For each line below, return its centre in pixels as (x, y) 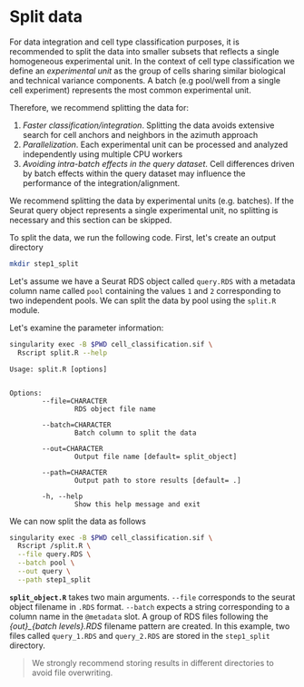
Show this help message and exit (137, 504)
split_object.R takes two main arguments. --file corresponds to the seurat (152, 597)
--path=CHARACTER (74, 472)
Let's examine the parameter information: (87, 328)
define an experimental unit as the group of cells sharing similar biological (147, 71)
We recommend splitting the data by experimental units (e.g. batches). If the (152, 201)
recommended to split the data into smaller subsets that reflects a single (144, 51)
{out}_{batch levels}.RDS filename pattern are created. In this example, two (150, 626)
